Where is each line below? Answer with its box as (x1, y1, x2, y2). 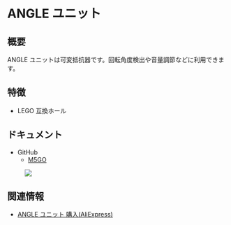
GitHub (17, 147, 38, 157)
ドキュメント (7, 129, 63, 141)
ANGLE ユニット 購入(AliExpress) (17, 210, 113, 219)
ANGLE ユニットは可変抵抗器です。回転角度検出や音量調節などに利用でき (7, 56, 218, 64)
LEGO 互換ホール (17, 106, 67, 115)
